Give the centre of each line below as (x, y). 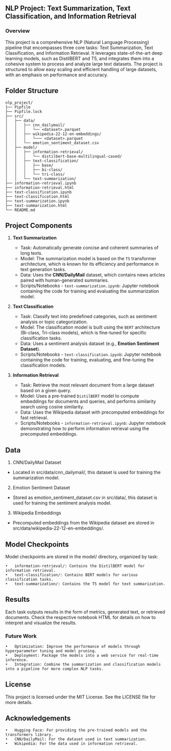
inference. (17, 660)
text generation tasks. (43, 269)
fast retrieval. (34, 418)
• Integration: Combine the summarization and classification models (83, 665)
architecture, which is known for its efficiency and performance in (90, 264)
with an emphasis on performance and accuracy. (57, 75)
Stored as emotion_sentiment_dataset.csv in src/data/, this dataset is (85, 497)
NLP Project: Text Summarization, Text (68, 8)
